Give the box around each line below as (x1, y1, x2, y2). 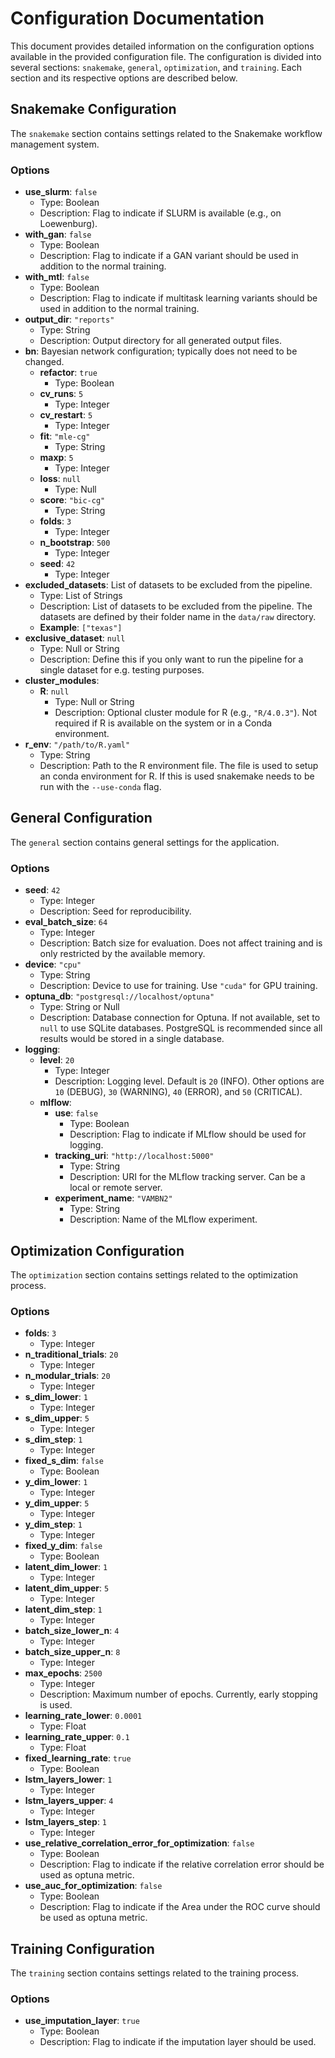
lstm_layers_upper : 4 (24, 1795, 114, 1807)
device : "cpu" (24, 958, 82, 971)
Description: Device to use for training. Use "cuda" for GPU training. (39, 980, 318, 992)
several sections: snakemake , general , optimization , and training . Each (10, 61, 302, 73)
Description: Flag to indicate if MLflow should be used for (69, 1128, 307, 1141)
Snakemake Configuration (10, 101, 177, 118)
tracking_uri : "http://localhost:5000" (54, 1150, 215, 1162)
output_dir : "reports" (24, 313, 115, 326)
